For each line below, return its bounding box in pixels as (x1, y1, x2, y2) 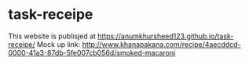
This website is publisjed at (8, 31, 97, 41)
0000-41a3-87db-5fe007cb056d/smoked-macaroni (8, 48, 176, 57)
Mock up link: (36, 39, 81, 49)
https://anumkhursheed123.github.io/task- (97, 31, 234, 41)
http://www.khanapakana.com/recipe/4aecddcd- (82, 39, 241, 49)
